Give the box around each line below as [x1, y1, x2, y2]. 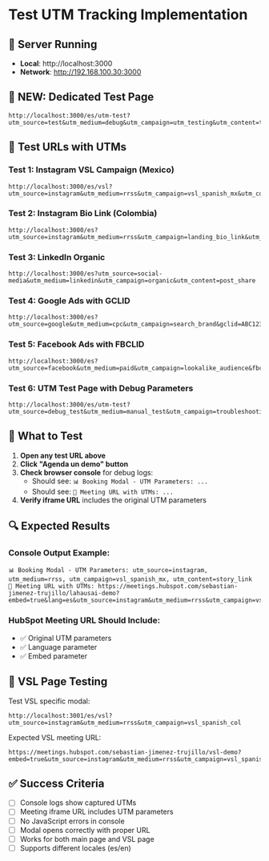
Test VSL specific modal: [8, 696, 90, 706]
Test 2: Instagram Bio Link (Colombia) [8, 208, 158, 219]
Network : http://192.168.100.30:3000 [19, 67, 142, 77]
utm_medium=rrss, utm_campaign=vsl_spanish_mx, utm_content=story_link [8, 575, 252, 583]
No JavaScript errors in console [19, 816, 126, 826]
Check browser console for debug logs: [19, 467, 154, 477]
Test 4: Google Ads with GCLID [8, 295, 130, 306]
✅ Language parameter [19, 642, 98, 651]
